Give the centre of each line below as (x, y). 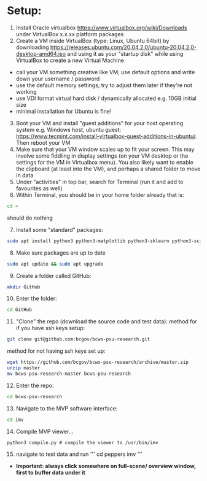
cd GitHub (20, 310)
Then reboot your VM (43, 142)
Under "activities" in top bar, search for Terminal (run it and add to (100, 182)
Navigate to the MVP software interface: (67, 408)
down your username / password (58, 79)
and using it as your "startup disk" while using (125, 53)
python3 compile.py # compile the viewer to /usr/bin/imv (83, 442)
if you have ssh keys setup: (50, 328)
